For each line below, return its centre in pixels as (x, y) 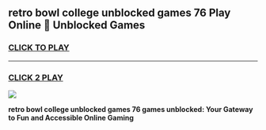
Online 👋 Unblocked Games (77, 26)
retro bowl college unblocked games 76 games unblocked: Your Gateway (131, 109)
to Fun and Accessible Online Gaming (71, 117)
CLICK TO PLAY (39, 48)
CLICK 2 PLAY (36, 77)
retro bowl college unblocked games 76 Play (120, 13)
